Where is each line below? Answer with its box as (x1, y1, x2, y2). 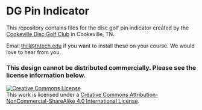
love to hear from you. (6, 48, 62, 55)
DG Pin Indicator (6, 4, 89, 18)
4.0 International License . (76, 97, 140, 105)
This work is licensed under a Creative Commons (6, 91, 128, 99)
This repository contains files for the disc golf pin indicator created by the (6, 24, 189, 31)
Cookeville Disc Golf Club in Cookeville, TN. (6, 30, 115, 37)
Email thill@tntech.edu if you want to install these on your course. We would (6, 42, 195, 49)
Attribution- (129, 91, 159, 99)
